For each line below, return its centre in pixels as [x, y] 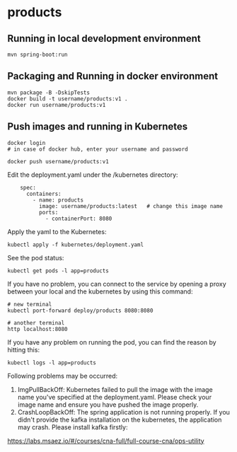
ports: [48, 212]
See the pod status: [36, 257]
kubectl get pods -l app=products [58, 271]
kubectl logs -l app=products [52, 363]
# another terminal [36, 323]
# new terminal [30, 304]
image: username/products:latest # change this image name [131, 206]
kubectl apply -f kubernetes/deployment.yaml [75, 245]
